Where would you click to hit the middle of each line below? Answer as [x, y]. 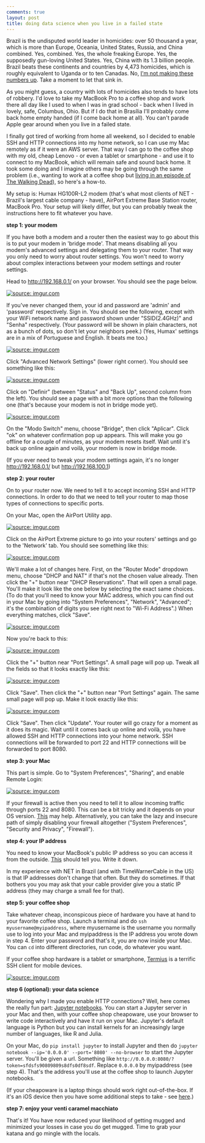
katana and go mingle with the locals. [53, 1133]
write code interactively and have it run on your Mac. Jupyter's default [95, 1021]
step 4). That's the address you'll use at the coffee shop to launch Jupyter [100, 1072]
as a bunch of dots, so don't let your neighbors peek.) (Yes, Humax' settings [102, 331]
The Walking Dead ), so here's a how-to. [57, 182]
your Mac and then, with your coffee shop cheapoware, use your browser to [102, 1014]
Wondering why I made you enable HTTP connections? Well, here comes [98, 1001]
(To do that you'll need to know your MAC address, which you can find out [100, 595]
